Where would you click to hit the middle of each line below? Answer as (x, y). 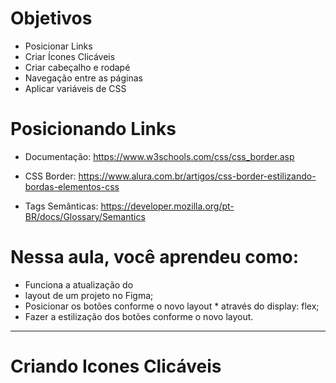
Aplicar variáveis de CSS (75, 88)
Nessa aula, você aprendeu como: (155, 257)
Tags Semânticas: (61, 206)
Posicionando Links (93, 129)
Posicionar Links (58, 46)
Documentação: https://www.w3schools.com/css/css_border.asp (159, 156)
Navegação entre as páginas (83, 78)
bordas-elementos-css (72, 186)
